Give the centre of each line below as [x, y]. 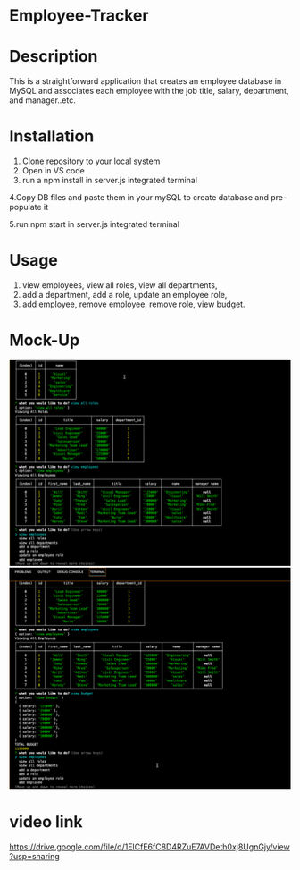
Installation [52, 136]
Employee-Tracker [79, 16]
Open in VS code [53, 171]
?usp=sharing [34, 857]
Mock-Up [45, 340]
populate [25, 207]
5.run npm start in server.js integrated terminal [95, 224]
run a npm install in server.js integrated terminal [110, 181]
